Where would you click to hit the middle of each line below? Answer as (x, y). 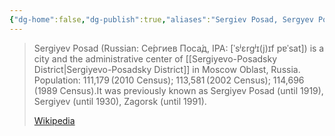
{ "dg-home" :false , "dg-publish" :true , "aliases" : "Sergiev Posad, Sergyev (161, 19)
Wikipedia (54, 120)
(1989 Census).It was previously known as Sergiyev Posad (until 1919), (178, 90)
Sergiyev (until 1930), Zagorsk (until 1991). (120, 101)
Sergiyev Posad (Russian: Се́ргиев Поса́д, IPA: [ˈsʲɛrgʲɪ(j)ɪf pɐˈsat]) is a (179, 48)
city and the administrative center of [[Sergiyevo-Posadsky (155, 58)
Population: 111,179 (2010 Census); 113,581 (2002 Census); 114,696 (169, 80)
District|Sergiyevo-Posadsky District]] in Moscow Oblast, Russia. (167, 69)
